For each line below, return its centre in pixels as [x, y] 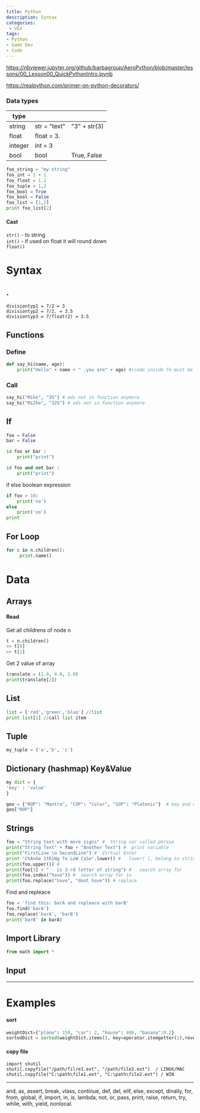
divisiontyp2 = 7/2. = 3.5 [40, 311]
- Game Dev [20, 45]
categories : [21, 23]
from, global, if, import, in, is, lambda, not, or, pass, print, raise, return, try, [97, 1098]
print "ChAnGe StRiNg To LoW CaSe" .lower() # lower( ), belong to [93, 858]
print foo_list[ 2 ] [29, 208]
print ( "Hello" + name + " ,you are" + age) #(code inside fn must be [105, 370]
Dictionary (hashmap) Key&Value [69, 769]
